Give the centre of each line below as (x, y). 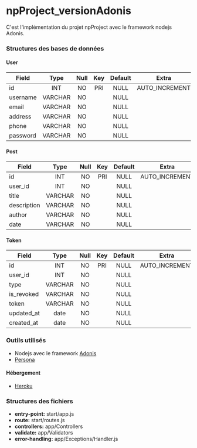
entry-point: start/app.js (44, 414)
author (18, 215)
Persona (25, 359)
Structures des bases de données (55, 48)
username (23, 97)
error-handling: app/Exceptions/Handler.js (66, 439)
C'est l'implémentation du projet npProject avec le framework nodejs (89, 27)
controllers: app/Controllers (49, 426)
